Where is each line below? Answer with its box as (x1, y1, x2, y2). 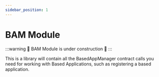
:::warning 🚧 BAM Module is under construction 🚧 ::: (5, 46, 112, 52)
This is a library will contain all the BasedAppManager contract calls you (5, 55, 154, 61)
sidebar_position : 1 (5, 7, 49, 13)
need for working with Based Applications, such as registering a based (5, 61, 151, 67)
